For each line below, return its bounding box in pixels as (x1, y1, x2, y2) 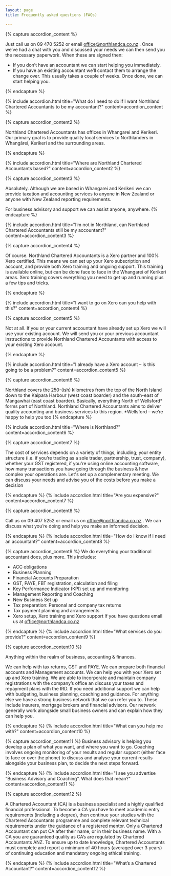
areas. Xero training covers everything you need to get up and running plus (5, 274, 164, 280)
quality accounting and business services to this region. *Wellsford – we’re (5, 408, 163, 414)
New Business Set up (12, 596, 58, 603)
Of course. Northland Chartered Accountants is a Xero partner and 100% (5, 252, 159, 259)
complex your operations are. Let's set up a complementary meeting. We (5, 471, 159, 477)
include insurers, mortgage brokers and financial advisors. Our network (5, 702, 156, 708)
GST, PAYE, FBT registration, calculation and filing (12, 580, 118, 586)
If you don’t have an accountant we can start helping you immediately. (12, 62, 161, 68)
